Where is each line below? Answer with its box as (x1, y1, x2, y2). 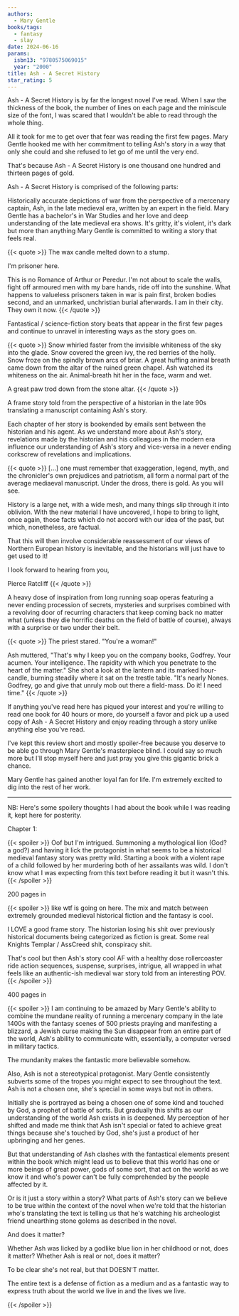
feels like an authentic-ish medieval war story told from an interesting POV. (7, 969, 226, 978)
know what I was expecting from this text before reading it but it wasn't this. (7, 869, 230, 877)
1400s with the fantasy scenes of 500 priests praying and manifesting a (7, 1020, 218, 1028)
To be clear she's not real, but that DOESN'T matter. (7, 1266, 159, 1274)
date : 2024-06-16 (7, 43, 59, 50)
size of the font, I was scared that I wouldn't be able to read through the (7, 111, 218, 119)
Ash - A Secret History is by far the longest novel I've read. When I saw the (7, 96, 227, 105)
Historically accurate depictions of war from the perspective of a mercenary (7, 196, 230, 205)
